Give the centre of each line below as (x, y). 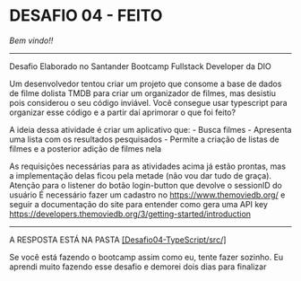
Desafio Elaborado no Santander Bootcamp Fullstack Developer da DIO (140, 66)
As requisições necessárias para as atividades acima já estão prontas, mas (148, 166)
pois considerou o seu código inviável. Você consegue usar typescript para (149, 102)
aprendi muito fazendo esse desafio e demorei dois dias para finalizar (138, 267)
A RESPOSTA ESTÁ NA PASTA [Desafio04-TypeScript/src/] (118, 240)
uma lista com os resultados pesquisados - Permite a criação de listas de (144, 139)
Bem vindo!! (31, 40)
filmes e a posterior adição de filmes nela (86, 148)
